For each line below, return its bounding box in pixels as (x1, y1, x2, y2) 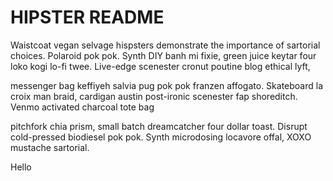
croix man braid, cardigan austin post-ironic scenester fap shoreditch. (10, 90, 298, 102)
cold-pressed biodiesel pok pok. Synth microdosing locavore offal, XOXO (10, 131, 312, 143)
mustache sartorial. (10, 141, 90, 153)
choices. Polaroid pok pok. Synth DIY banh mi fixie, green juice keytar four (10, 49, 317, 61)
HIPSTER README (10, 6, 165, 29)
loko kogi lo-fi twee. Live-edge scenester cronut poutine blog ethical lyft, (10, 60, 311, 72)
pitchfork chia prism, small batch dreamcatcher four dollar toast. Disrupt (10, 120, 308, 132)
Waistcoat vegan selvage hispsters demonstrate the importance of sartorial (10, 39, 321, 51)
